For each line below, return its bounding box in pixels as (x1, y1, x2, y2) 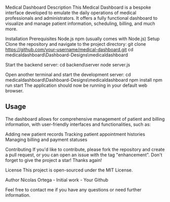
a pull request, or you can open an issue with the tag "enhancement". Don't (5, 152, 162, 158)
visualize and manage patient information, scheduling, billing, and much (5, 20, 156, 26)
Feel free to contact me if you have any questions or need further (5, 186, 142, 192)
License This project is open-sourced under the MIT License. (5, 167, 133, 173)
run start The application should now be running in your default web (5, 82, 148, 88)
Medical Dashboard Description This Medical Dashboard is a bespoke (5, 5, 151, 10)
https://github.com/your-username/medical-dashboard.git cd (5, 47, 133, 52)
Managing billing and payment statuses (5, 137, 88, 143)
